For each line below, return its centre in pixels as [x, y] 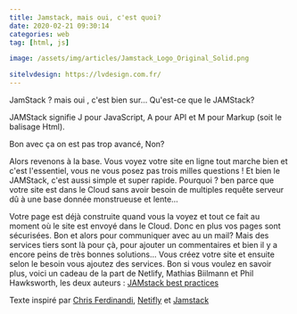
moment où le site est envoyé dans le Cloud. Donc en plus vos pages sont [145, 226]
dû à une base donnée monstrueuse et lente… [94, 199]
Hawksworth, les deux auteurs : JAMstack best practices [114, 283]
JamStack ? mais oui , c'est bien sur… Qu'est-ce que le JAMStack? [132, 100]
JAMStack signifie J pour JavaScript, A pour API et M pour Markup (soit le [146, 117]
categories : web [39, 34]
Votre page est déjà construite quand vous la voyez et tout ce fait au [135, 216]
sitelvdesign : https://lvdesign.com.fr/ [86, 75]
